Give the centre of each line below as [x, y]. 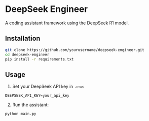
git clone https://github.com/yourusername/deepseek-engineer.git [75, 50]
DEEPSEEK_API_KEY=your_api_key [37, 96]
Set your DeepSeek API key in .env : [48, 87]
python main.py [21, 114]
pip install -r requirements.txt [39, 59]
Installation [23, 38]
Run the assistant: [31, 105]
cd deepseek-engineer [27, 55]
